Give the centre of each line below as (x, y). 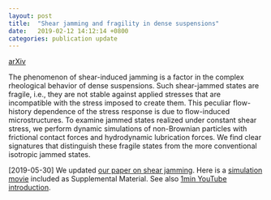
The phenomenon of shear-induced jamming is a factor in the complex (127, 77)
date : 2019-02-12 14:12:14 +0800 (69, 31)
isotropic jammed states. (49, 155)
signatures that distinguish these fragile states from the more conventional (133, 146)
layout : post (30, 16)
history (20, 112)
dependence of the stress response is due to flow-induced (132, 112)
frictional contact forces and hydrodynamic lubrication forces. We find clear (135, 138)
